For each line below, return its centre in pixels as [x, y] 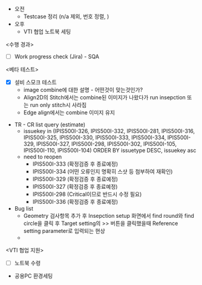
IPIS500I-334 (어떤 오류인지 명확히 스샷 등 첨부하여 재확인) [103, 172]
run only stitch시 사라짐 [58, 105]
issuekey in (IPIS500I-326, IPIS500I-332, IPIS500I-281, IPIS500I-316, [109, 131]
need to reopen [43, 157]
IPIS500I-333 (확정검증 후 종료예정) [75, 164]
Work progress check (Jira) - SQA [57, 57]
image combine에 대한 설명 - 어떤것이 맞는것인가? [83, 90]
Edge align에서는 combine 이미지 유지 [69, 113]
